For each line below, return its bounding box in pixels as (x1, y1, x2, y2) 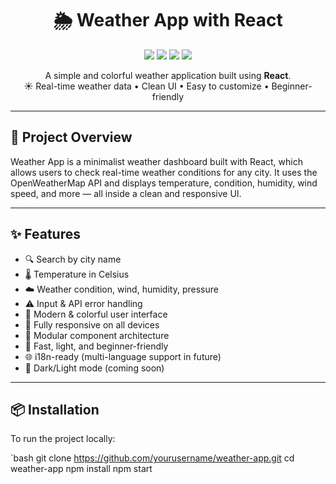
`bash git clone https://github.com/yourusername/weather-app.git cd (10, 452, 295, 464)
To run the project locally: (10, 433, 116, 445)
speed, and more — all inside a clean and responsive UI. (10, 187, 242, 199)
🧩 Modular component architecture (24, 329, 170, 341)
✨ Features (10, 226, 81, 243)
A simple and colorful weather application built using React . (44, 69, 292, 81)
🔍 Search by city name (24, 253, 122, 265)
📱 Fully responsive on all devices (24, 318, 160, 331)
